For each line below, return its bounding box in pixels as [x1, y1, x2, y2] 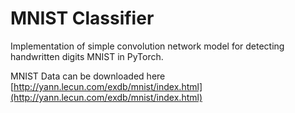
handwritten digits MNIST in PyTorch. [10, 50, 164, 62]
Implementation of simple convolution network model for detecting [10, 40, 285, 52]
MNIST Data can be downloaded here [10, 70, 166, 82]
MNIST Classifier [10, 7, 155, 30]
